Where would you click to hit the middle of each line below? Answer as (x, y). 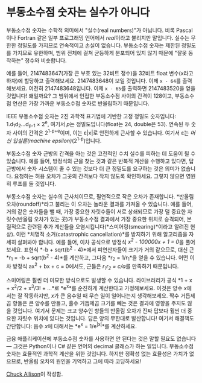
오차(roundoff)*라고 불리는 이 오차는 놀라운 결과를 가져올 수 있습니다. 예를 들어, (99, 204)
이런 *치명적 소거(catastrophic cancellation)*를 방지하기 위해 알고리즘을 (102, 234)
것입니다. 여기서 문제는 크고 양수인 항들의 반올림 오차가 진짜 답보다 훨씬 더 (99, 311)
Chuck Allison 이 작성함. (35, 374)
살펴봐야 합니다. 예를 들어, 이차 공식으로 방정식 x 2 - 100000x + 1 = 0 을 (101, 241)
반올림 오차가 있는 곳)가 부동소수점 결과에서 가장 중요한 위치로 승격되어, (102, 219)
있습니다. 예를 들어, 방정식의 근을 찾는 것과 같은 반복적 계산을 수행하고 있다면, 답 (100, 161)
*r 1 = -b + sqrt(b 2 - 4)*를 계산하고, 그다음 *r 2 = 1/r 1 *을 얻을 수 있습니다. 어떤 (97, 258)
